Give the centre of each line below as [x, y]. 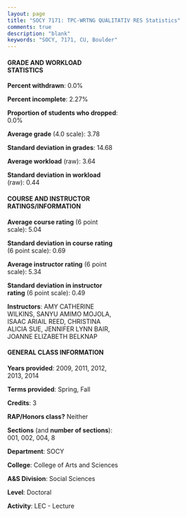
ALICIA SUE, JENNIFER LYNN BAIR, [59, 329]
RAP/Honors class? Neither [48, 416]
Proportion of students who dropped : [63, 113]
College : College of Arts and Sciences [63, 465]
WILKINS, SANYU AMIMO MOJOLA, [59, 313]
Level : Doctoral [30, 492]
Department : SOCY [36, 451]
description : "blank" [39, 33]
